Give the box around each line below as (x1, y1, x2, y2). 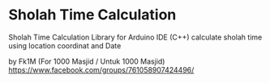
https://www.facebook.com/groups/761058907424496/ (8, 64, 195, 74)
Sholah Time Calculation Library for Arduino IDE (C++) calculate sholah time (8, 32, 263, 42)
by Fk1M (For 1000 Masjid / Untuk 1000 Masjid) (8, 56, 165, 66)
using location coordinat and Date (8, 40, 122, 50)
